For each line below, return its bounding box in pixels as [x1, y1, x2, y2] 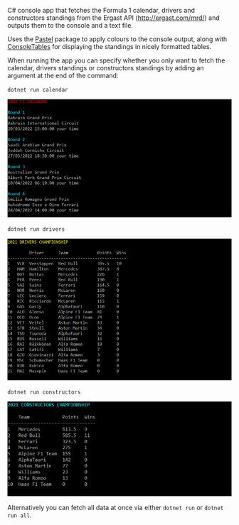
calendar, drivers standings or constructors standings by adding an [7, 64, 204, 72]
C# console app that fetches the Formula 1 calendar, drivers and [7, 6, 196, 14]
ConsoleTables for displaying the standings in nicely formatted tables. [7, 43, 212, 50]
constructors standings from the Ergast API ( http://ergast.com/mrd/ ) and [7, 13, 221, 22]
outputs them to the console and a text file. [7, 21, 134, 29]
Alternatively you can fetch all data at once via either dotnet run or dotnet [7, 504, 224, 512]
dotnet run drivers [7, 226, 65, 233]
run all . [7, 511, 32, 519]
